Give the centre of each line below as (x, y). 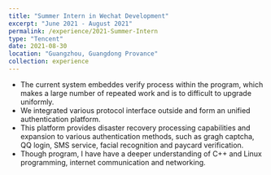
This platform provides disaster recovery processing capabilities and (135, 128)
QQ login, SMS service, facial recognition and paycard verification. (132, 145)
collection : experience (49, 62)
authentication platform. (60, 119)
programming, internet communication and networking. (113, 162)
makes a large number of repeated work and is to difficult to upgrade (136, 93)
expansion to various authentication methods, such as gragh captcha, (137, 136)
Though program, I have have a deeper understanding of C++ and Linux (141, 153)
